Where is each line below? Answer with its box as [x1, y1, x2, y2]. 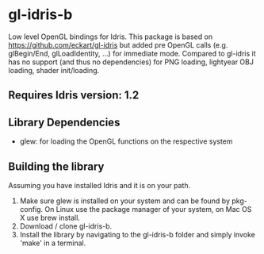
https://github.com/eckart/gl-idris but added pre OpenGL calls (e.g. [8, 40, 228, 49]
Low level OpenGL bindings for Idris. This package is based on [8, 32, 212, 41]
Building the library [8, 160, 105, 173]
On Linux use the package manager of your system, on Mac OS [44, 204, 252, 214]
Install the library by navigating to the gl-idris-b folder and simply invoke [19, 229, 255, 239]
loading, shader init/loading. [8, 65, 100, 75]
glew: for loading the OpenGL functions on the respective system [19, 137, 233, 146]
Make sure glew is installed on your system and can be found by [19, 196, 231, 206]
